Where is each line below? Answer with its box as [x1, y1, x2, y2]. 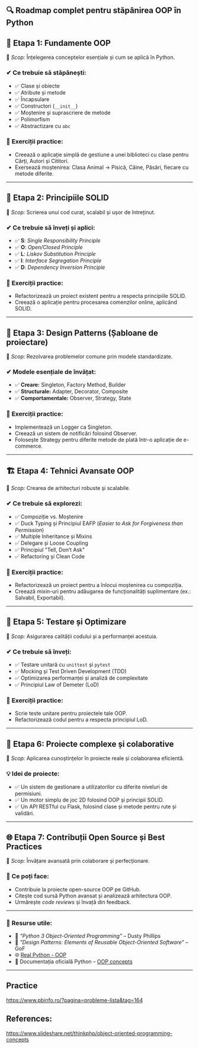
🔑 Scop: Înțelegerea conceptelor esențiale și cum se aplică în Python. [6, 54, 175, 61]
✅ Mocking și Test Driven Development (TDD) [14, 668, 127, 675]
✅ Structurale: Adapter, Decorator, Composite [14, 388, 129, 395]
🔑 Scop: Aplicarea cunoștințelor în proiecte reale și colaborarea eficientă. [6, 755, 185, 762]
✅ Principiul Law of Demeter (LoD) [14, 681, 99, 689]
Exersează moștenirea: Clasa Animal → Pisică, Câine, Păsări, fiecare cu [14, 164, 189, 171]
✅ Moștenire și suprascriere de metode [14, 109, 111, 116]
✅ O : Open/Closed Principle [14, 243, 83, 250]
